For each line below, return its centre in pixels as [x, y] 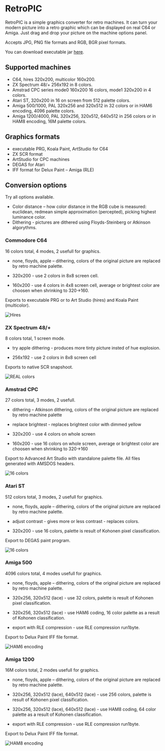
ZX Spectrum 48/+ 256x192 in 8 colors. [52, 84]
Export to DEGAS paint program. [38, 540]
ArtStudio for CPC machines [41, 159]
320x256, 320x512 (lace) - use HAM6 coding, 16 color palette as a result [86, 612]
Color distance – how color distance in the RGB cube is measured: [79, 207]
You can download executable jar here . [45, 52]
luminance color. [29, 217]
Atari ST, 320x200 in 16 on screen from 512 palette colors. [71, 100]
